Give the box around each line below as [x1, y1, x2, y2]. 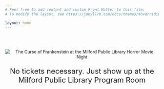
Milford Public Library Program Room [18, 75, 146, 85]
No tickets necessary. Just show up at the [9, 67, 155, 76]
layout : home [5, 20, 32, 25]
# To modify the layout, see [5, 12, 64, 17]
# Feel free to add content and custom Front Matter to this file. [5, 7, 145, 12]
